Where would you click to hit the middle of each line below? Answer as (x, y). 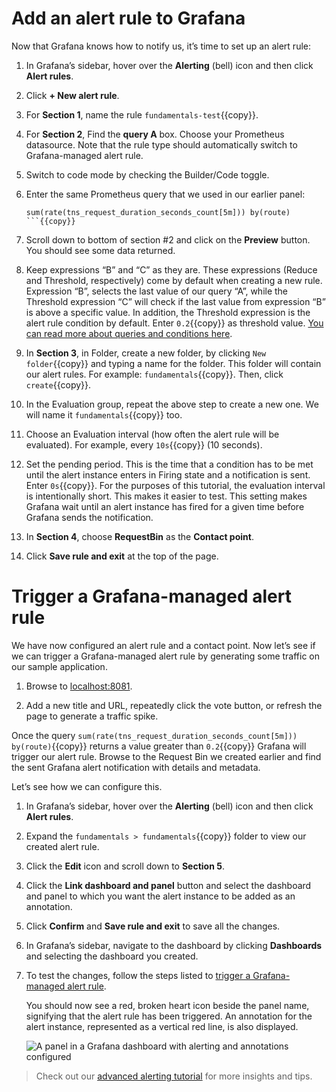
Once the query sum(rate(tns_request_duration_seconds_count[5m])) (154, 735)
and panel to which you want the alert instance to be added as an (160, 896)
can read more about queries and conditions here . (129, 333)
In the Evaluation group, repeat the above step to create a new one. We (172, 404)
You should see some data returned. (100, 250)
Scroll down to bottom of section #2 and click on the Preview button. (168, 239)
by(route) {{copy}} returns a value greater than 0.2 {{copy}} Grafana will (159, 746)
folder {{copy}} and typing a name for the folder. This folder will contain (173, 363)
